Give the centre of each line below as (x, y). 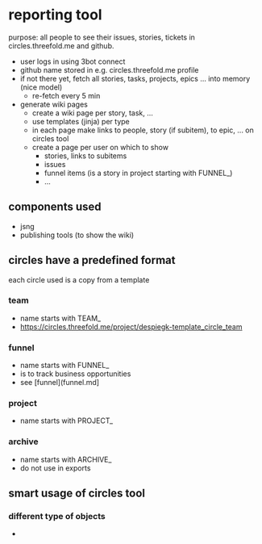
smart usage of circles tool (77, 494)
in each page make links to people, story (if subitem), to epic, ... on (143, 130)
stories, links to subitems (85, 156)
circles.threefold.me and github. (61, 45)
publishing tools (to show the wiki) (77, 235)
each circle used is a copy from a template (79, 279)
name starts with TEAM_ (60, 318)
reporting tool (55, 15)
